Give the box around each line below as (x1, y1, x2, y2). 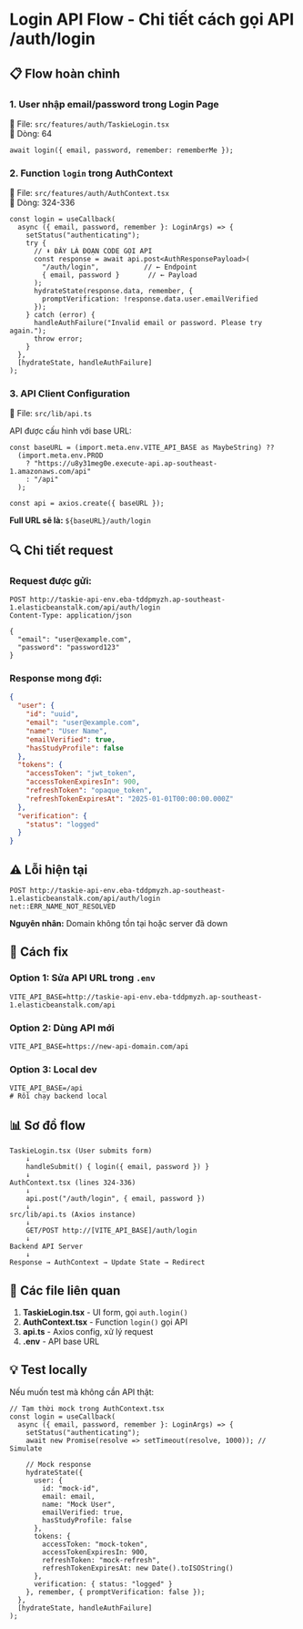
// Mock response (25, 1460, 92, 1469)
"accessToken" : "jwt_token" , (25, 769, 136, 778)
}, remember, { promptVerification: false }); (25, 1587, 206, 1596)
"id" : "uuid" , (25, 710, 79, 719)
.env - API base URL (22, 1336, 100, 1347)
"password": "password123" (17, 643, 120, 652)
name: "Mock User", (42, 1500, 116, 1509)
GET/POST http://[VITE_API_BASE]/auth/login (25, 1226, 197, 1235)
